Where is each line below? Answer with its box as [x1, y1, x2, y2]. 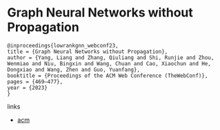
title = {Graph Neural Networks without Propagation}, [7, 48, 168, 55]
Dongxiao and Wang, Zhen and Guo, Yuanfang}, [7, 66, 140, 73]
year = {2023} [7, 84, 48, 91]
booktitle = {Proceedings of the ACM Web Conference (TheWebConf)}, [7, 72, 208, 79]
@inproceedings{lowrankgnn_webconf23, [7, 42, 119, 49]
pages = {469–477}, [7, 78, 63, 85]
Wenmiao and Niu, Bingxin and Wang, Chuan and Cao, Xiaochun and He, [7, 60, 212, 67]
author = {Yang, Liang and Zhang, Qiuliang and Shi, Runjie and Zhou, [7, 54, 214, 61]
